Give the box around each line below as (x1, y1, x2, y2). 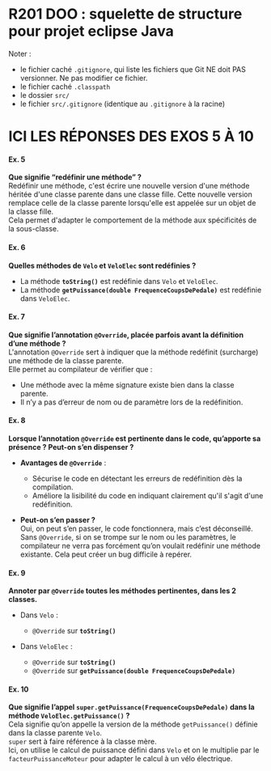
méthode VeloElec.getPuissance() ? (8, 711, 130, 721)
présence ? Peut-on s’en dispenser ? (8, 442, 134, 451)
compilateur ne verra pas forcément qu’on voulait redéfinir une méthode (19, 540, 261, 550)
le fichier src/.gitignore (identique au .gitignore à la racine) (19, 99, 226, 108)
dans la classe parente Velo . (8, 728, 103, 738)
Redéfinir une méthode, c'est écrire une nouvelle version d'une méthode (8, 181, 250, 191)
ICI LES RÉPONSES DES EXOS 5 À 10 (8, 127, 255, 146)
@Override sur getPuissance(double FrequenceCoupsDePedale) (32, 666, 236, 676)
